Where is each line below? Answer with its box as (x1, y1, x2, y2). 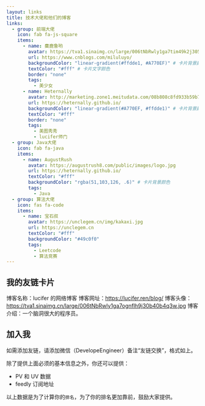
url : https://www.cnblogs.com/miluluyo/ (28, 54, 132, 60)
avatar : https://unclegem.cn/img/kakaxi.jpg (28, 219, 143, 225)
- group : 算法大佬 (12, 196, 55, 202)
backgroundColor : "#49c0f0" (28, 236, 99, 242)
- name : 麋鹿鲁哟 (22, 43, 63, 49)
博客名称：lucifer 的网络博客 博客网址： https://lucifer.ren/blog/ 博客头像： (6, 294, 192, 302)
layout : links (6, 9, 43, 15)
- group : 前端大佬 (12, 26, 55, 32)
